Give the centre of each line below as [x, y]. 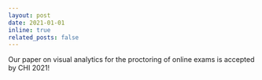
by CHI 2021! [29, 68]
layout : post [30, 15]
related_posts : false [44, 37]
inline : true [30, 30]
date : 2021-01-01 [37, 23]
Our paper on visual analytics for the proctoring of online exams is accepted [131, 60]
